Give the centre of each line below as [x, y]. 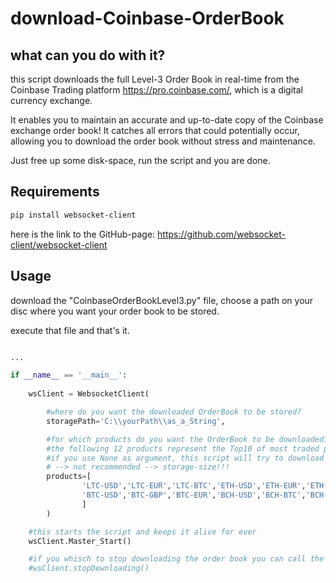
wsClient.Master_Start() [80, 541]
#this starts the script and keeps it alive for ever [142, 532]
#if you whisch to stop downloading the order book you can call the [176, 559]
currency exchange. [51, 100]
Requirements [55, 192]
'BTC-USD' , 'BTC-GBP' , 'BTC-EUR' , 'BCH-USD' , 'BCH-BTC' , [194, 495]
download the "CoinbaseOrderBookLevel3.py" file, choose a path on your [162, 300]
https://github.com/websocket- [222, 234]
